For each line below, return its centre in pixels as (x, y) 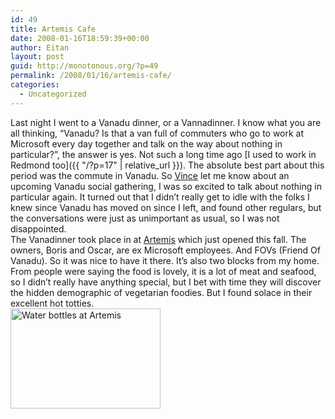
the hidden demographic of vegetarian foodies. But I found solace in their (161, 292)
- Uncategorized (53, 94)
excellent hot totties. (52, 303)
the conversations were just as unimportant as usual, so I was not (145, 218)
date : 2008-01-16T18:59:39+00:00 (80, 38)
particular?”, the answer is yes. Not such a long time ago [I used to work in (163, 154)
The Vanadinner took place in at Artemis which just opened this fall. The (158, 239)
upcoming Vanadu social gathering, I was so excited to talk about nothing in (166, 186)
